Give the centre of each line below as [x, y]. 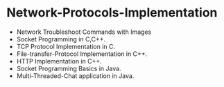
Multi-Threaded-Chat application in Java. [75, 76]
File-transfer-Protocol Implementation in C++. [82, 54]
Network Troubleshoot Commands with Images [84, 32]
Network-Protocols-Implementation [112, 13]
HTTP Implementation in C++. [59, 61]
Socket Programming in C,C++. [61, 39]
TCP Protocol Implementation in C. [66, 46]
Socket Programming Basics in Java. [69, 68]
